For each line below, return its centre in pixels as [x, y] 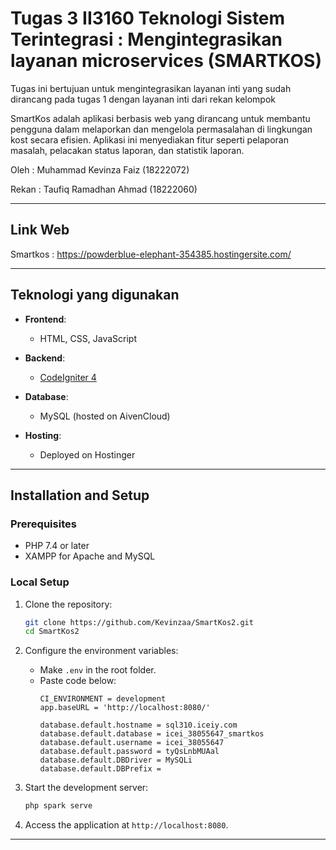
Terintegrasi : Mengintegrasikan [146, 39]
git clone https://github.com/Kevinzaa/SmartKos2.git [139, 622]
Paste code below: [78, 681]
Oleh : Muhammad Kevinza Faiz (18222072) [100, 169]
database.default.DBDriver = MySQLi [116, 760]
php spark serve [58, 806]
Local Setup [40, 582]
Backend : [45, 358]
